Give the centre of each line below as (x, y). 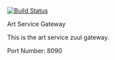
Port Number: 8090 (35, 51)
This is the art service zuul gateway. (58, 37)
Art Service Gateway (36, 24)
